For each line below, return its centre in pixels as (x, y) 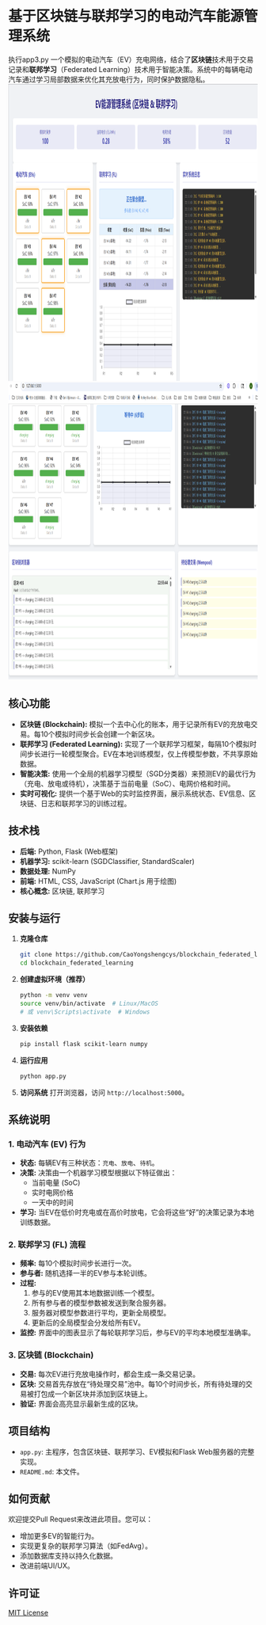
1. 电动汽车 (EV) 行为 (47, 1144)
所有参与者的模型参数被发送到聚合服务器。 (101, 1303)
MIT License (28, 1613)
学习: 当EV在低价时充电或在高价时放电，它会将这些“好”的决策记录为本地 (137, 1212)
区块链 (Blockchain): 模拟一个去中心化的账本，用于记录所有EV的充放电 (135, 724)
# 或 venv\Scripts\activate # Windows (85, 1012)
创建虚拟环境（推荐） (54, 980)
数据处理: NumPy (48, 871)
